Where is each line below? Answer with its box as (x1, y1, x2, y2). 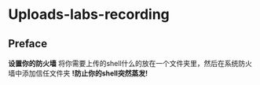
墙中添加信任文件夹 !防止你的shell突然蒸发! (8, 68, 148, 78)
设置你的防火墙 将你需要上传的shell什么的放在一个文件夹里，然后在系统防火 (8, 59, 253, 68)
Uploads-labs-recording (8, 6, 170, 24)
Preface (8, 37, 48, 50)
